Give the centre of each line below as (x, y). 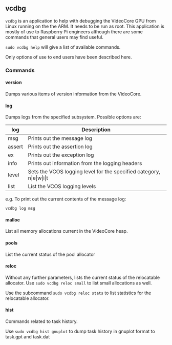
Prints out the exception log (61, 155)
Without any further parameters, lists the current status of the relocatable (83, 277)
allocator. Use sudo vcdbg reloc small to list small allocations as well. (79, 283)
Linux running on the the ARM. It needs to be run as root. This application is (85, 26)
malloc (13, 219)
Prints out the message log (60, 138)
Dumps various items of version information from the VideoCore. (73, 94)
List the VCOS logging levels (62, 187)
